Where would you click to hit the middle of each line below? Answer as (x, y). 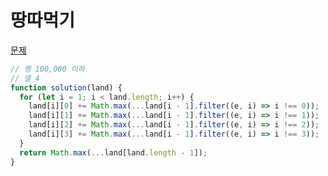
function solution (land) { (66, 87)
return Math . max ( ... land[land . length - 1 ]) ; (113, 152)
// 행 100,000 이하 (47, 69)
